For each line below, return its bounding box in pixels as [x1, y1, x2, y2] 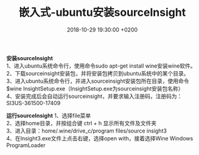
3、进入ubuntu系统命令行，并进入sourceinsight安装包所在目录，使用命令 [6, 77, 190, 84]
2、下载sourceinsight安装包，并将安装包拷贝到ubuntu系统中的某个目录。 [6, 69, 189, 77]
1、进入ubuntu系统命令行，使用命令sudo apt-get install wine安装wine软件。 [6, 62, 196, 69]
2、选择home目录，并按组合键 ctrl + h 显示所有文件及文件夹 [6, 119, 157, 126]
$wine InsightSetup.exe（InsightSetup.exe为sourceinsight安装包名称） [6, 84, 184, 92]
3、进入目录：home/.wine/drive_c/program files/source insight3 [6, 127, 167, 134]
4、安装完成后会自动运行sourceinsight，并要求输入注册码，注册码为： [6, 92, 183, 100]
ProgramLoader [6, 141, 46, 149]
